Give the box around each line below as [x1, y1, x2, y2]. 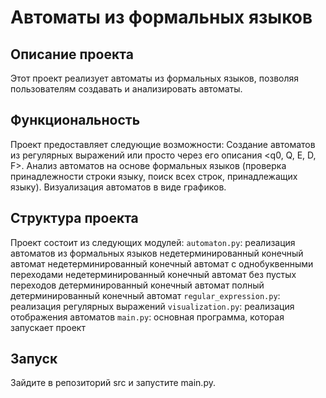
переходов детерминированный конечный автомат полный [10, 279, 265, 291]
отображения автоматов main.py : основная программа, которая [10, 311, 285, 323]
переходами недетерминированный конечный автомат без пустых [10, 268, 297, 280]
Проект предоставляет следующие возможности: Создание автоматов [10, 138, 316, 150]
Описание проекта [10, 46, 134, 63]
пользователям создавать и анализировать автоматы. [10, 83, 243, 95]
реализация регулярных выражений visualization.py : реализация [10, 300, 295, 312]
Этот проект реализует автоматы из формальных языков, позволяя [10, 72, 300, 84]
